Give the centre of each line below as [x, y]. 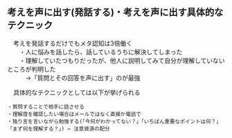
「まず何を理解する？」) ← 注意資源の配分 [59, 129]
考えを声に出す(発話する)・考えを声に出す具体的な [115, 12]
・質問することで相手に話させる [46, 107]
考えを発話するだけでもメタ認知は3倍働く [73, 43]
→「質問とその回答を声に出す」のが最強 [83, 77]
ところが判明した [32, 69]
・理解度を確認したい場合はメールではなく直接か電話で [74, 114]
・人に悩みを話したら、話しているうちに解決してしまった [101, 52]
